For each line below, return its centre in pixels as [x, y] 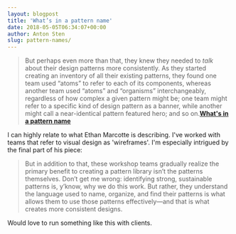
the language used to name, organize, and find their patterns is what [125, 194]
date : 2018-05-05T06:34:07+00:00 [57, 27]
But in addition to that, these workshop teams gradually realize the [122, 164]
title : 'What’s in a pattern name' [60, 21]
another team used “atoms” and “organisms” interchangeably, [116, 91]
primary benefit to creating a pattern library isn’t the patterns [114, 171]
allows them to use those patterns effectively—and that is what [117, 202]
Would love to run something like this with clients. [80, 223]
